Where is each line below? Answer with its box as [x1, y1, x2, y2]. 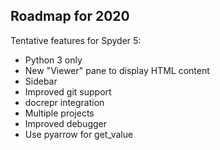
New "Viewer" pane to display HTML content [24, 64, 210, 76]
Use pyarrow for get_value [24, 128, 134, 140]
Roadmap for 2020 [10, 8, 130, 25]
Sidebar [24, 75, 58, 87]
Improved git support [24, 85, 112, 98]
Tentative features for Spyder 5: [10, 34, 142, 46]
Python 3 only [24, 54, 83, 66]
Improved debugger [24, 117, 108, 129]
